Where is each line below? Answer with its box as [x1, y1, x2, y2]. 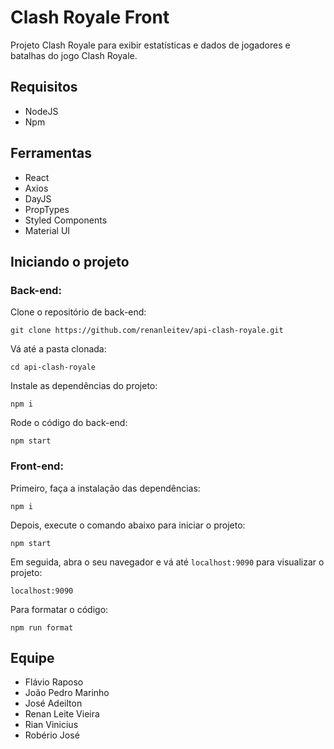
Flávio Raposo [24, 676, 84, 688]
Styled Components [24, 214, 108, 226]
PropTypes [24, 203, 70, 215]
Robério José [24, 729, 80, 741]
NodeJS [24, 105, 59, 117]
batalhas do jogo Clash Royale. [10, 49, 138, 61]
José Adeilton [24, 697, 83, 710]
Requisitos [10, 79, 78, 96]
